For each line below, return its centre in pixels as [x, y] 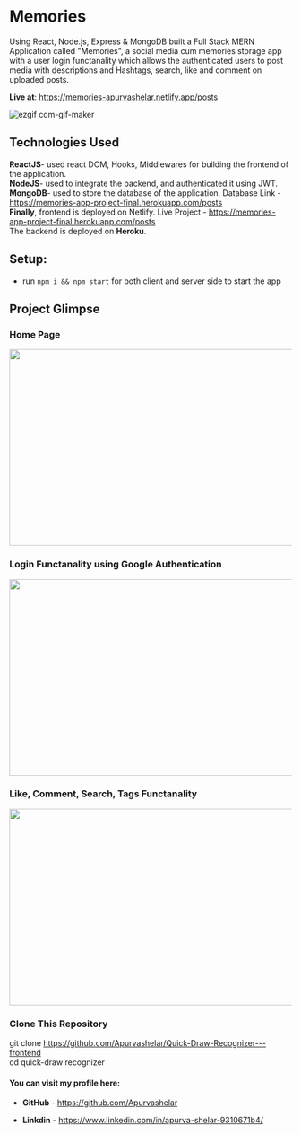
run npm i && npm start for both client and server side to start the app [151, 281]
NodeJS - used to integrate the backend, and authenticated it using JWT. [143, 183]
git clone [26, 1043]
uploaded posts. [39, 79]
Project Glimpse [55, 308]
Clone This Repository [59, 1024]
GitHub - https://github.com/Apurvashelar [100, 1103]
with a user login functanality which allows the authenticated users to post [146, 60]
